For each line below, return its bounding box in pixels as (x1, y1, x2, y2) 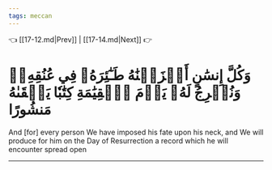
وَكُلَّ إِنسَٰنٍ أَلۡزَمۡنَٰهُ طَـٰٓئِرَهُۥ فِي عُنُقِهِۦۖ (8, 66, 251, 84)
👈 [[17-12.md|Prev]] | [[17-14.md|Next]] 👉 (8, 34, 152, 45)
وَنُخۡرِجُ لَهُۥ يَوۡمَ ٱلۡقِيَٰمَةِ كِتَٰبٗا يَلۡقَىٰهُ (8, 83, 241, 101)
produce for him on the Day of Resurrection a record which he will (8, 135, 229, 146)
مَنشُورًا (8, 100, 52, 118)
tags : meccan (8, 11, 53, 20)
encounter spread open (8, 144, 87, 154)
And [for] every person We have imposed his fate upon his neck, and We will (8, 127, 264, 137)
